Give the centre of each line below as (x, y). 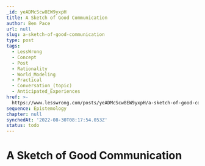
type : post (20, 40)
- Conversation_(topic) (42, 86)
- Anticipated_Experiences (46, 92)
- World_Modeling (34, 74)
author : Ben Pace (28, 23)
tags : (13, 46)
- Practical (27, 80)
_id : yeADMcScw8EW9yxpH (37, 12)
